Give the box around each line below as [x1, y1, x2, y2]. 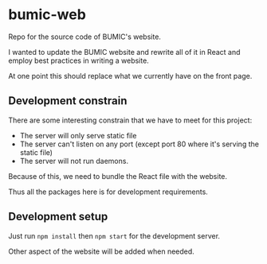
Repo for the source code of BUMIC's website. [8, 32, 162, 41]
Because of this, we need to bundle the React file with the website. [8, 171, 228, 181]
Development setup [8, 210, 108, 223]
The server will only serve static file [19, 130, 137, 140]
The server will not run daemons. [19, 156, 129, 165]
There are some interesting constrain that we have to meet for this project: [8, 115, 253, 125]
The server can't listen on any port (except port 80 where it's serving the [19, 139, 259, 149]
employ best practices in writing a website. [8, 56, 149, 65]
